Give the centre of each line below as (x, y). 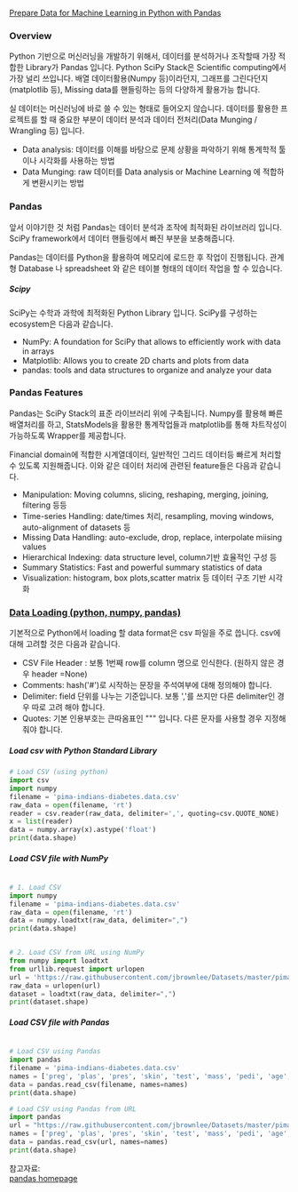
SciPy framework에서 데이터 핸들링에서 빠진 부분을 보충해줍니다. (122, 238)
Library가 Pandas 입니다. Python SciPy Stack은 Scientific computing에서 (156, 68)
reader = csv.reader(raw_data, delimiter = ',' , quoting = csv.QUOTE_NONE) (144, 813)
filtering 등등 (44, 505)
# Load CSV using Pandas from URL (73, 1109)
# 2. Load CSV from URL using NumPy (77, 953)
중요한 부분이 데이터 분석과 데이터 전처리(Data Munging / (158, 120)
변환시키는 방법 (58, 183)
